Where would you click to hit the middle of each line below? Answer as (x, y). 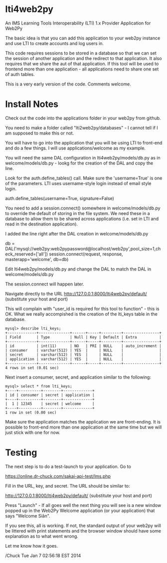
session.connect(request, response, (86, 254)
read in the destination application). (42, 224)
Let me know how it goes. (32, 545)
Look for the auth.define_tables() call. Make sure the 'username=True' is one (84, 178)
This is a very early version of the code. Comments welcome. (68, 84)
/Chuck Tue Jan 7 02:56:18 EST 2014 (43, 555)
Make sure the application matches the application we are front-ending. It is (83, 421)
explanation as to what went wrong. (42, 536)
